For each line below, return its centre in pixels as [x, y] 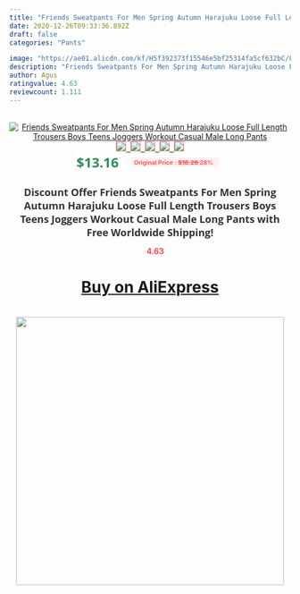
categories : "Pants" [48, 42]
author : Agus [33, 76]
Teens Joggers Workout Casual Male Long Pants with [150, 219]
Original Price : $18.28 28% [173, 162]
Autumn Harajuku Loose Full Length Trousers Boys [150, 205]
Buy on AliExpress [150, 288]
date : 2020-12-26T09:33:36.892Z [69, 26]
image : [21, 59]
